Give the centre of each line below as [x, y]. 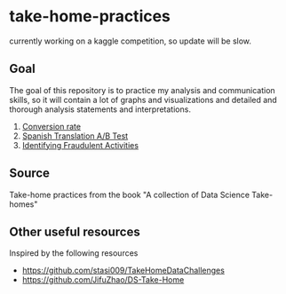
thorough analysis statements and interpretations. [100, 109]
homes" [24, 204]
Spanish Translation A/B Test [75, 136]
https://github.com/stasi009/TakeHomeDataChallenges [123, 270]
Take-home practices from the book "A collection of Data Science [130, 195]
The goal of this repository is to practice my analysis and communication [142, 90]
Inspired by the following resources [74, 253]
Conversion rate [52, 126]
